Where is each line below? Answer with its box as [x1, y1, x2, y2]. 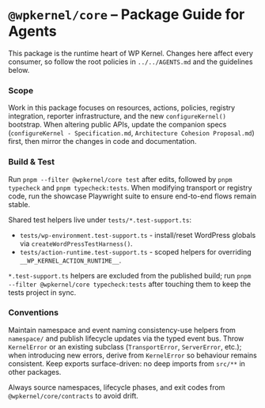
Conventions [8, 307, 59, 318]
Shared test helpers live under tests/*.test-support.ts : [8, 215, 192, 225]
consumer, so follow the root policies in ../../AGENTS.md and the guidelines [8, 57, 253, 66]
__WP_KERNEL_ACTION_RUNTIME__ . [19, 255, 122, 265]
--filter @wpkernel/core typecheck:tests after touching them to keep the [8, 279, 252, 289]
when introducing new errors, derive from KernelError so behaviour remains [8, 350, 257, 360]
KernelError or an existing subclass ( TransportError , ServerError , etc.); [8, 342, 242, 351]
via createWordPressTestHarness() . [19, 239, 133, 248]
